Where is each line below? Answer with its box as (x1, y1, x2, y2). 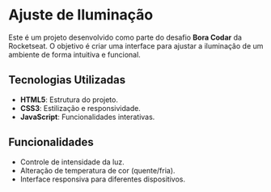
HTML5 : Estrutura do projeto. (19, 95, 119, 105)
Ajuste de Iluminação (8, 6, 154, 24)
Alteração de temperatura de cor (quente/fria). (19, 165, 176, 175)
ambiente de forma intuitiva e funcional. (8, 49, 142, 59)
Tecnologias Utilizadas (8, 73, 126, 87)
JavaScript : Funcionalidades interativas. (19, 112, 155, 122)
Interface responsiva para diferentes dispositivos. (19, 174, 186, 184)
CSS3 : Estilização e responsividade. (19, 103, 142, 113)
